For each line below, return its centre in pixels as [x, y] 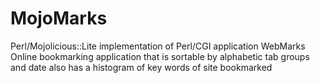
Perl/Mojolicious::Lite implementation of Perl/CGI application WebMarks [158, 46]
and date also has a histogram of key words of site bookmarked [141, 67]
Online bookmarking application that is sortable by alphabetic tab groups [160, 56]
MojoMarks [59, 18]
